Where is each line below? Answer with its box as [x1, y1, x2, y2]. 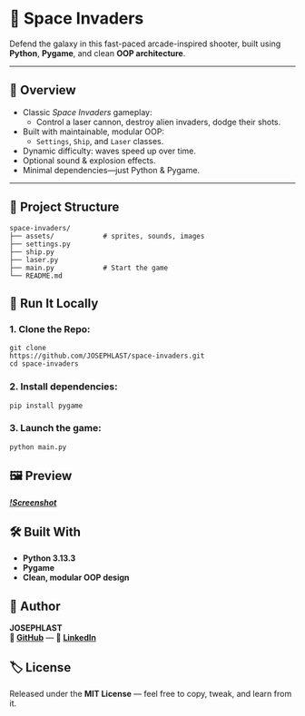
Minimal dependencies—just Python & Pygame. [22, 164, 201, 175]
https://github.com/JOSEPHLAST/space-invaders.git [9, 351, 205, 361]
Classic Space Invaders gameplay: [22, 106, 152, 117]
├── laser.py [9, 255, 59, 264]
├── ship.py [9, 247, 54, 257]
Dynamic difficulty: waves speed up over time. [22, 145, 197, 156]
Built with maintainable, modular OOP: [22, 126, 165, 137]
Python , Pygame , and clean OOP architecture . [9, 47, 186, 58]
